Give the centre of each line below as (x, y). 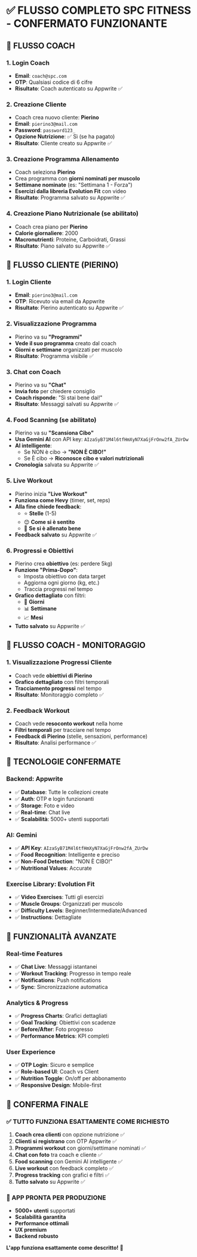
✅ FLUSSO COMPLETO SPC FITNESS (99, 10)
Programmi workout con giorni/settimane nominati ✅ (80, 1148)
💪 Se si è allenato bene (53, 528)
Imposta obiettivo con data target (64, 576)
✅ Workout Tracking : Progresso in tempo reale (73, 973)
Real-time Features (34, 954)
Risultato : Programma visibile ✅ (54, 356)
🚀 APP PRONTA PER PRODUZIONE (56, 1198)
